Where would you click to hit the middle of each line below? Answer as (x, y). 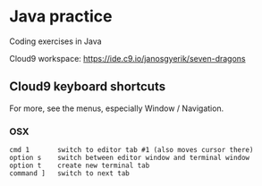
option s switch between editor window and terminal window (130, 158)
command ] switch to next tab (69, 173)
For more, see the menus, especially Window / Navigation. (117, 108)
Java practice (61, 17)
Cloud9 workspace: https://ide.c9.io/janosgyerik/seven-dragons (127, 58)
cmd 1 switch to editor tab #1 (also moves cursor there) (131, 150)
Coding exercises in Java (55, 41)
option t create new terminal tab (80, 166)
